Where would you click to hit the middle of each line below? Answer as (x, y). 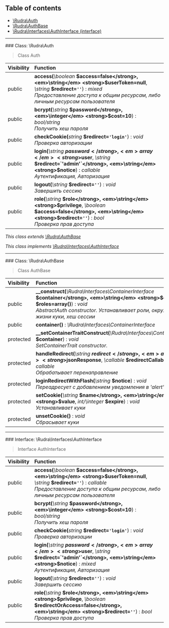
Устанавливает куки (60, 408)
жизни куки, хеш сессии (65, 317)
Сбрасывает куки (57, 422)
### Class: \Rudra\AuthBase (35, 261)
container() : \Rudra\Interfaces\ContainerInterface (95, 325)
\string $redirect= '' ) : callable (71, 483)
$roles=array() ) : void (61, 304)
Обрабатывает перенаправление (77, 372)
